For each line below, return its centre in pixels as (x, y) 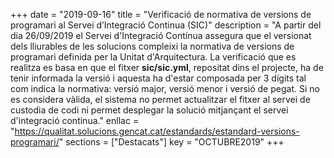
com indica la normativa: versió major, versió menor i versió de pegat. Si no (165, 88)
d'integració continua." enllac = (75, 120)
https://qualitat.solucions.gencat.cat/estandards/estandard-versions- (157, 131)
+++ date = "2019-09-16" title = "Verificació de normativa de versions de (161, 14)
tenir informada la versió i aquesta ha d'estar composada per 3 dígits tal (158, 78)
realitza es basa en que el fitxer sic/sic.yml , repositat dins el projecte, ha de (167, 67)
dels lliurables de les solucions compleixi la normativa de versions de (152, 46)
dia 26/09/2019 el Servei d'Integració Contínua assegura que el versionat (161, 35)
